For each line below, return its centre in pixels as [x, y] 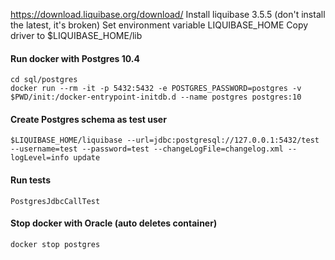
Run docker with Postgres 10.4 [75, 58]
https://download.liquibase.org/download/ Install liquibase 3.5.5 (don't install [168, 14]
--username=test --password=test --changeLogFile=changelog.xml [147, 149]
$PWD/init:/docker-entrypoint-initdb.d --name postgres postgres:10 [156, 97]
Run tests [30, 180]
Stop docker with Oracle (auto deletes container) [114, 223]
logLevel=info [40, 158]
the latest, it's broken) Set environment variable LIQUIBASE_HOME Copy [159, 25]
